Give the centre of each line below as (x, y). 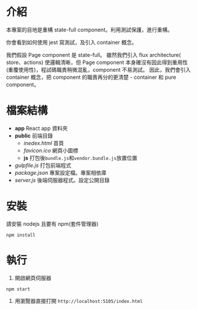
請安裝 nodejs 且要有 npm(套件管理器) (52, 223)
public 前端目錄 (34, 135)
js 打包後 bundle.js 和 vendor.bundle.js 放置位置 (80, 158)
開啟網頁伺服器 (33, 278)
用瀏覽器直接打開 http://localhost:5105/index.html (79, 301)
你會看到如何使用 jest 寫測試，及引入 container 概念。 (72, 42)
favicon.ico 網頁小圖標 (51, 150)
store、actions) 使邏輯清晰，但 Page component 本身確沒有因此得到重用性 (97, 62)
